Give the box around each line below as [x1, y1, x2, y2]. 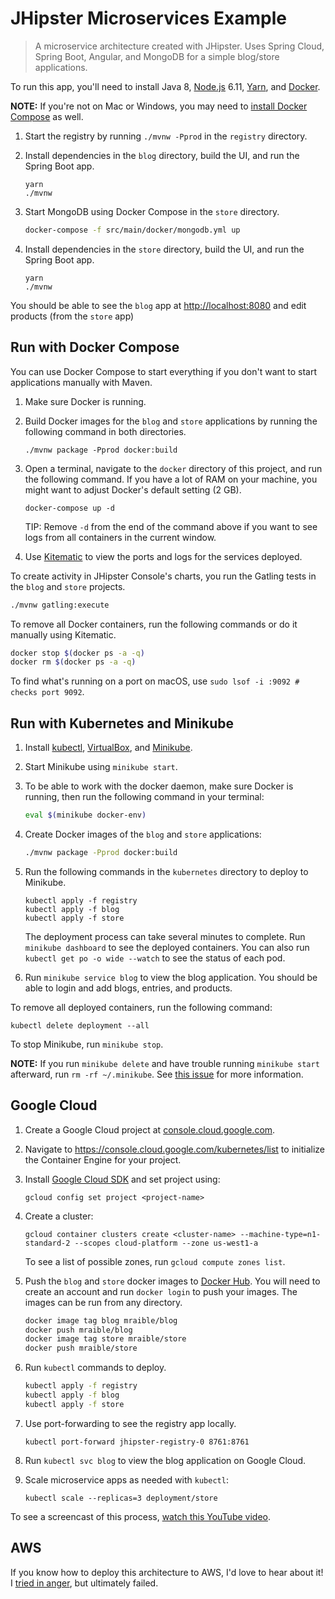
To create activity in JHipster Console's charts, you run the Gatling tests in [10, 570, 317, 582]
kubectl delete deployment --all [10, 1020, 150, 1031]
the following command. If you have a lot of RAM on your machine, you [24, 473, 318, 485]
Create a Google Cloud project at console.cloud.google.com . [24, 1123, 276, 1136]
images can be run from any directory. [24, 1296, 183, 1308]
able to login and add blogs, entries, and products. [24, 982, 233, 994]
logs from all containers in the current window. [24, 531, 217, 543]
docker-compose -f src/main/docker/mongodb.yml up [24, 225, 241, 235]
